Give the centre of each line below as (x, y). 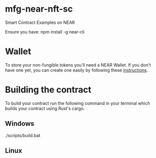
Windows (20, 124)
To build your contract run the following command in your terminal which (78, 103)
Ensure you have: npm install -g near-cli (45, 32)
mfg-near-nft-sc (39, 9)
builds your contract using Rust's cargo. (45, 108)
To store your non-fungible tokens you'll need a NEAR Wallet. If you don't (78, 65)
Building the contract (48, 90)
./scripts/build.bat (23, 135)
